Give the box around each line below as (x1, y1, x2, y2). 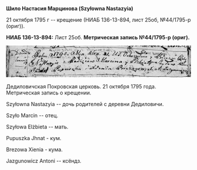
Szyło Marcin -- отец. (6, 112, 59, 119)
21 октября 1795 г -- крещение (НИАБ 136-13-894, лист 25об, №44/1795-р (6, 16, 191, 23)
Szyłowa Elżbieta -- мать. (6, 123, 69, 131)
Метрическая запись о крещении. (6, 89, 91, 96)
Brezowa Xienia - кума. (6, 146, 63, 153)
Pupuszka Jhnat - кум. (6, 135, 62, 142)
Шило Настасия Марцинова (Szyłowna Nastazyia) (6, 5, 134, 12)
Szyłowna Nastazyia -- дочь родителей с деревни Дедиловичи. (6, 101, 164, 108)
